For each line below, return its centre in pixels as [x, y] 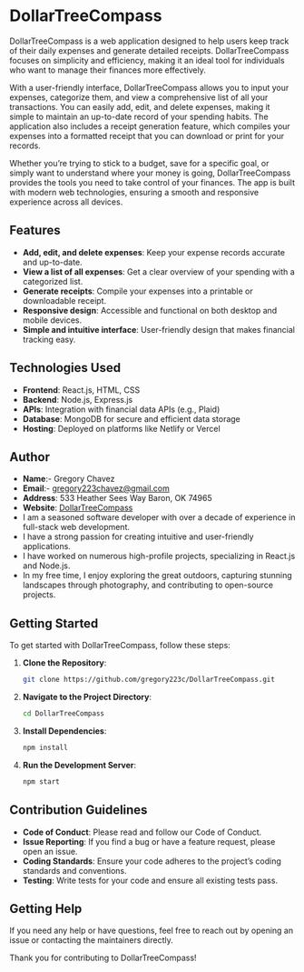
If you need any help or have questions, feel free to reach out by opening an [152, 931]
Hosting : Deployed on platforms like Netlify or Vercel [121, 428]
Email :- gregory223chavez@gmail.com [96, 488]
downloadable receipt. [64, 300]
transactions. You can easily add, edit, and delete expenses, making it [140, 106]
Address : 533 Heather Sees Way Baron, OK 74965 [118, 498]
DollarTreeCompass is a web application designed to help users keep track [149, 41]
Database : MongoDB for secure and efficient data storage [131, 418]
